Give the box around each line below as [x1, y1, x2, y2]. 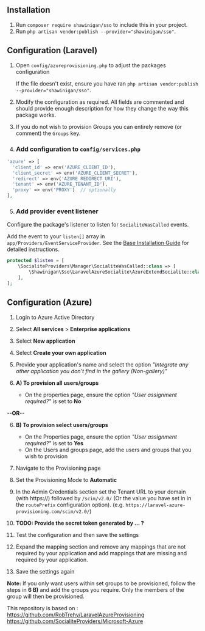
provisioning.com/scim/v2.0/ [15, 508, 90, 515]
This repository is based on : [7, 604, 78, 611]
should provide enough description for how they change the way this [15, 104, 189, 112]
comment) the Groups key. [15, 129, 81, 137]
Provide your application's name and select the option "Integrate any [15, 360, 189, 368]
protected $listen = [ [7, 258, 64, 264]
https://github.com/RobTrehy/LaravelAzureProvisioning [7, 611, 145, 618]
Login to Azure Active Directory [15, 313, 95, 321]
